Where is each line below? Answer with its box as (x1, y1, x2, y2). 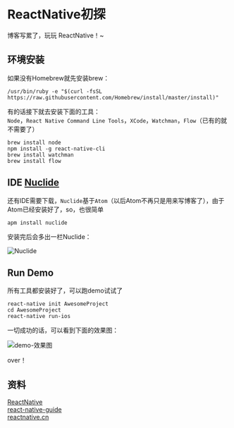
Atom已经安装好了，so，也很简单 (7, 205, 104, 214)
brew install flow (7, 157, 61, 164)
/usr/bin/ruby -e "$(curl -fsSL (7, 87, 102, 95)
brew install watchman (7, 151, 74, 159)
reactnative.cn (7, 413, 49, 422)
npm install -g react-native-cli (7, 145, 106, 152)
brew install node (7, 139, 61, 146)
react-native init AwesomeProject (7, 300, 109, 307)
